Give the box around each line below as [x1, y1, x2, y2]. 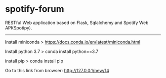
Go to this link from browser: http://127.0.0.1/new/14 [5, 67, 110, 73]
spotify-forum [5, 3, 64, 15]
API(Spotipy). [5, 25, 32, 30]
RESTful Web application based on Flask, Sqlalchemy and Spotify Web [5, 20, 149, 26]
